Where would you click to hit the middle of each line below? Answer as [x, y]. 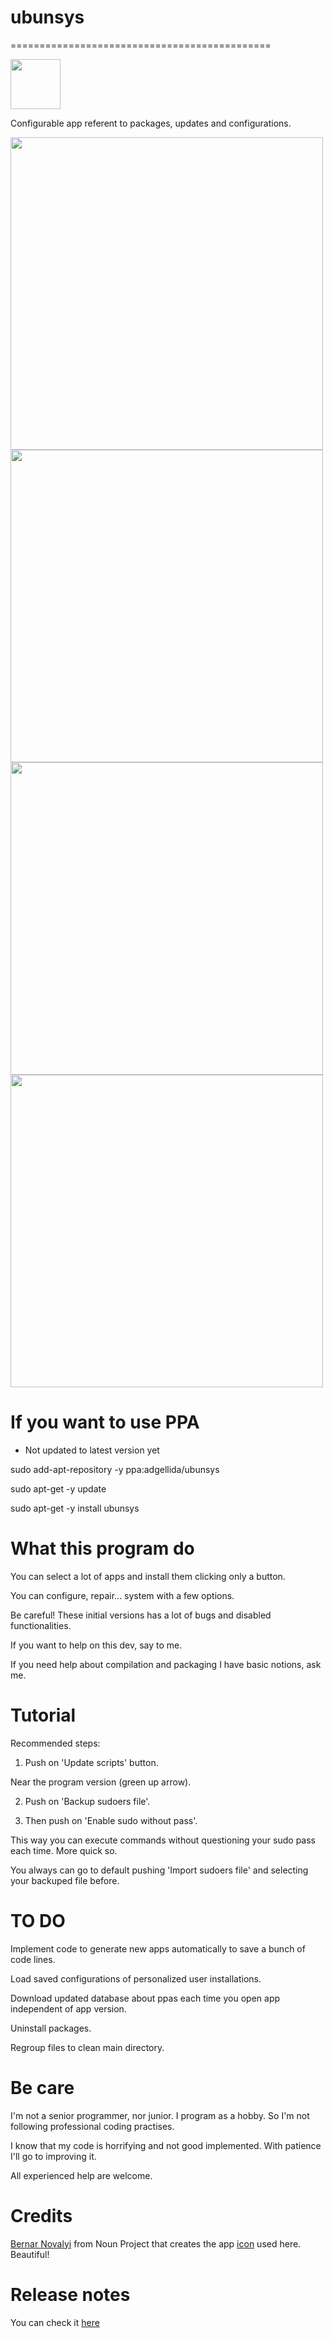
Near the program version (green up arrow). [101, 1782]
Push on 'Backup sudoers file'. [87, 1801]
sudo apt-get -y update [58, 1488]
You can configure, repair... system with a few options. [122, 1595]
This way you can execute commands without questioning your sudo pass [163, 1840]
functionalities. [41, 1625]
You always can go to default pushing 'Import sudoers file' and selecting [159, 1870]
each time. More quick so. [64, 1850]
